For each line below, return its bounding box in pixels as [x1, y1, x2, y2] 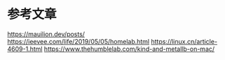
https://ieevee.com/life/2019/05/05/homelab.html [7, 37, 150, 45]
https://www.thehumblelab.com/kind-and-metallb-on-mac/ [43, 45, 215, 53]
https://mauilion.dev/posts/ [7, 29, 86, 38]
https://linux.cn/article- [150, 37, 218, 45]
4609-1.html [7, 45, 43, 53]
